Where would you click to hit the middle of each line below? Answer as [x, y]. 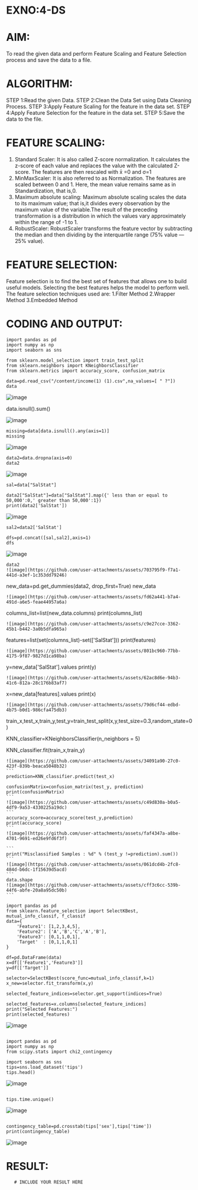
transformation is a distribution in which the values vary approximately [100, 216]
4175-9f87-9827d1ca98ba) [37, 656]
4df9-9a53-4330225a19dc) [37, 808]
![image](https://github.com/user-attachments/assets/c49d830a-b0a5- [94, 802]
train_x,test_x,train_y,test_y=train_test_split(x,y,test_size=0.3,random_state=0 [99, 721]
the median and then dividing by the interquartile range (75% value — [99, 235]
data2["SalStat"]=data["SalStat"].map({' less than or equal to [87, 495]
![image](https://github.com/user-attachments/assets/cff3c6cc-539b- [94, 885]
